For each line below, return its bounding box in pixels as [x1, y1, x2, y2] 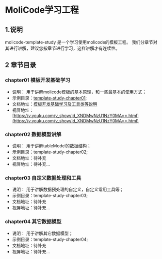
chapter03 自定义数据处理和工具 [5, 174, 81, 181]
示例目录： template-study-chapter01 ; [12, 95, 87, 100]
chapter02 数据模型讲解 [5, 131, 62, 138]
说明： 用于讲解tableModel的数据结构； [12, 142, 91, 149]
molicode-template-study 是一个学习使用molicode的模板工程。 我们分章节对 [5, 40, 158, 45]
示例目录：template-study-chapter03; [12, 193, 88, 199]
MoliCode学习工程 [5, 4, 79, 16]
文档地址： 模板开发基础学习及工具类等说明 [12, 101, 97, 107]
